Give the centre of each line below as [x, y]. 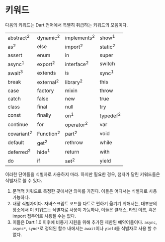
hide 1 [43, 152]
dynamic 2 [48, 37]
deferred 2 [19, 152]
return [72, 152]
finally [44, 115]
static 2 [108, 46]
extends [46, 73]
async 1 [16, 64]
